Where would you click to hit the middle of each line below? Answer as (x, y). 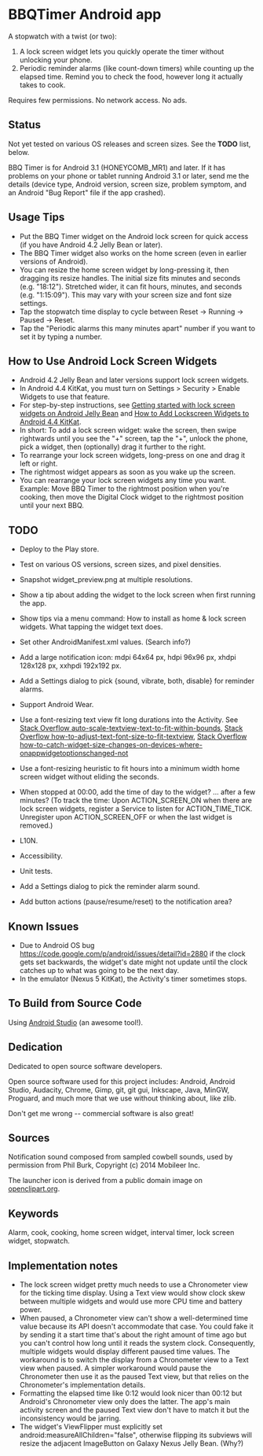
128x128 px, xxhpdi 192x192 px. (70, 665)
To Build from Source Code (75, 1003)
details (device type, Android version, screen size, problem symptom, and (128, 184)
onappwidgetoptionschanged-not (74, 754)
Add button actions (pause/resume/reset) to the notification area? (126, 901)
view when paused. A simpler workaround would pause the (115, 1368)
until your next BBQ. (52, 506)
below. (19, 152)
